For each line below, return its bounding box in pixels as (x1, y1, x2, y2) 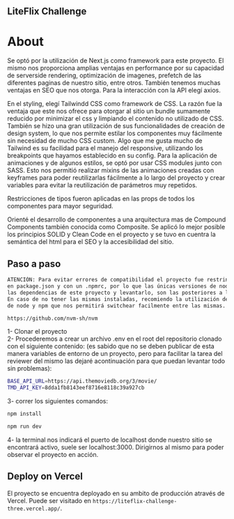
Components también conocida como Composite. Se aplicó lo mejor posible (7, 223, 226, 231)
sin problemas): (7, 364, 52, 373)
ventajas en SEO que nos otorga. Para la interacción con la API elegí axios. (7, 86, 221, 95)
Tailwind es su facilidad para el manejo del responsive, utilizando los (7, 144, 204, 153)
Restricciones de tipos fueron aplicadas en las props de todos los (7, 194, 195, 203)
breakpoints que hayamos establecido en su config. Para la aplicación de (7, 151, 217, 160)
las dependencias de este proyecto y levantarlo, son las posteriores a (7, 289, 223, 296)
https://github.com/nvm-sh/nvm (7, 315, 98, 322)
